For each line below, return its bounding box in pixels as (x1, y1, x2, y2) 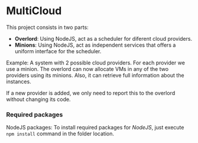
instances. (6, 78, 31, 85)
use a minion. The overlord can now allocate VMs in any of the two (6, 65, 169, 72)
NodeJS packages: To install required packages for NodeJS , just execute (6, 124, 184, 131)
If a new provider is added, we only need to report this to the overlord (6, 89, 176, 96)
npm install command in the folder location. (6, 130, 114, 137)
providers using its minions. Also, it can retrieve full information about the (6, 71, 184, 79)
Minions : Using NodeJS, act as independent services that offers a (14, 41, 176, 48)
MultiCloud (6, 4, 62, 18)
